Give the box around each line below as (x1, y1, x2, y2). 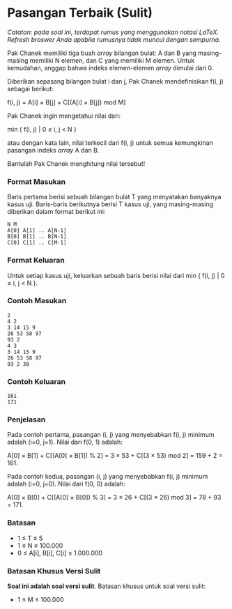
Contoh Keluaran (7, 376, 66, 386)
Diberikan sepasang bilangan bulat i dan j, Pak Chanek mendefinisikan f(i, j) (7, 77, 224, 85)
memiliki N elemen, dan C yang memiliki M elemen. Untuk (29, 56, 195, 64)
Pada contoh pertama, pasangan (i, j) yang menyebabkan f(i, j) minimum (7, 431, 215, 439)
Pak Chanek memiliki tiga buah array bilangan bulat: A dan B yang (7, 49, 196, 57)
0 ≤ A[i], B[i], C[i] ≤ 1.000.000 (17, 548, 103, 557)
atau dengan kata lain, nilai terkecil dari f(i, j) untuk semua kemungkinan (7, 138, 214, 147)
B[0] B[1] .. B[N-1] (7, 233, 68, 240)
